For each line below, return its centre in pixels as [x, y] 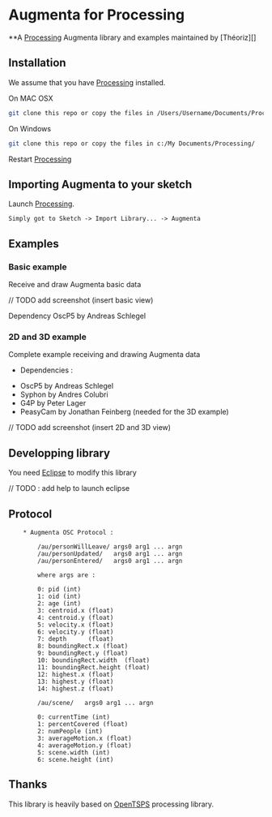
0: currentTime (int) [74, 717]
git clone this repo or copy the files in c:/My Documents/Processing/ [132, 144]
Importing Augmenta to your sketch [100, 184]
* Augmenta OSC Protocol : [68, 532]
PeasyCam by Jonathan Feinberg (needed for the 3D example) [124, 412]
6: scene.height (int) [76, 759]
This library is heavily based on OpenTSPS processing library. [111, 804]
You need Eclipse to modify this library [73, 473]
